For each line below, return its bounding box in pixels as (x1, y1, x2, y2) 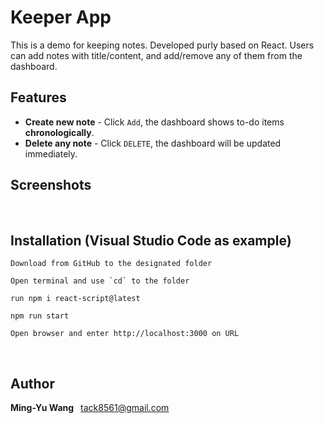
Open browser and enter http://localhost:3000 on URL (10, 329, 240, 339)
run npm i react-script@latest (10, 294, 141, 304)
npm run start (10, 311, 70, 321)
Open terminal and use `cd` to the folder (10, 276, 190, 286)
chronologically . (24, 126, 95, 138)
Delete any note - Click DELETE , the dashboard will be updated (24, 137, 282, 149)
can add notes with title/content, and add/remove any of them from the (10, 49, 303, 61)
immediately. (24, 147, 78, 160)
